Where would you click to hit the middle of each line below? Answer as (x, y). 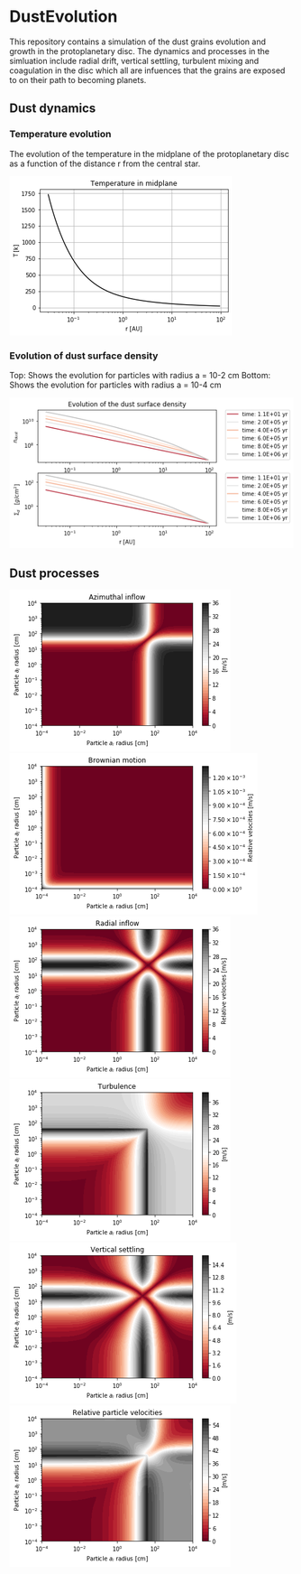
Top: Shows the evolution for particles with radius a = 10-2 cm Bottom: (140, 375)
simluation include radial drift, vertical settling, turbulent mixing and (134, 61)
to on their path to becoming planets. (78, 79)
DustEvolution (64, 17)
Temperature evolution (60, 135)
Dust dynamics (53, 109)
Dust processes (55, 573)
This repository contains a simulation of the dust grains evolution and (137, 42)
